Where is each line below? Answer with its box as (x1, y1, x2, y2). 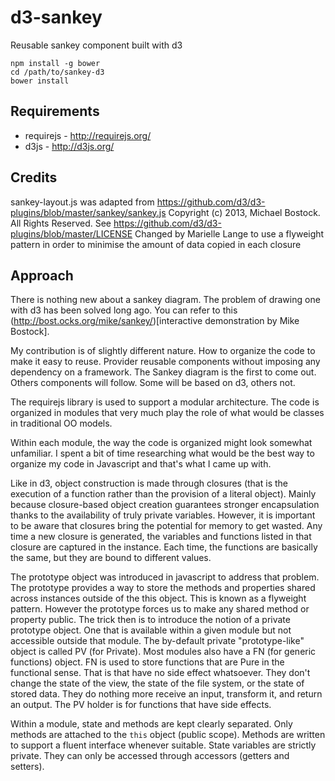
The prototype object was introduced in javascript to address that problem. (10, 571, 320, 583)
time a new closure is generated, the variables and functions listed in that (10, 531, 312, 543)
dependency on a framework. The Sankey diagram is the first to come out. (10, 366, 317, 378)
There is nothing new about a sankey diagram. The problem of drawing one (10, 294, 321, 306)
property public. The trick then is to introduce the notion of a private (10, 614, 291, 626)
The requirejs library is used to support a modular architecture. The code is (10, 396, 320, 408)
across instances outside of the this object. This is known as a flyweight (10, 592, 307, 605)
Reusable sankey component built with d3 (10, 39, 183, 51)
